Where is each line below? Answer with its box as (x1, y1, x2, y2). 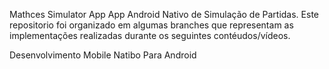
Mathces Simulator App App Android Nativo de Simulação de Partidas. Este (9, 9, 319, 20)
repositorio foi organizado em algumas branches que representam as (9, 19, 294, 31)
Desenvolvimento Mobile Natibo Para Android (9, 49, 197, 61)
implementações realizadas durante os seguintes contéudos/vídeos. (9, 30, 291, 41)
